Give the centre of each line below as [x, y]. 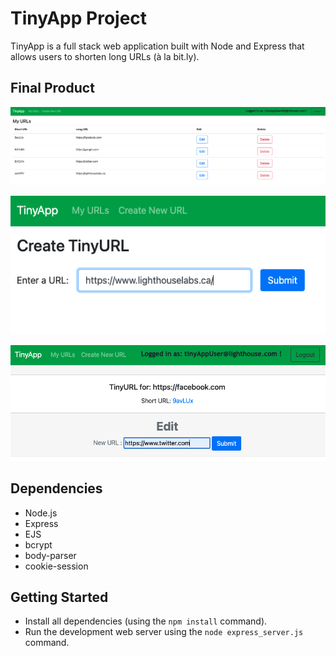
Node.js [41, 513]
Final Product [52, 88]
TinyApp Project [79, 18]
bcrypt [38, 544]
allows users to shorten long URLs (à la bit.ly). [105, 56]
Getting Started [59, 597]
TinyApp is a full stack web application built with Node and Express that [157, 46]
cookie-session [56, 566]
